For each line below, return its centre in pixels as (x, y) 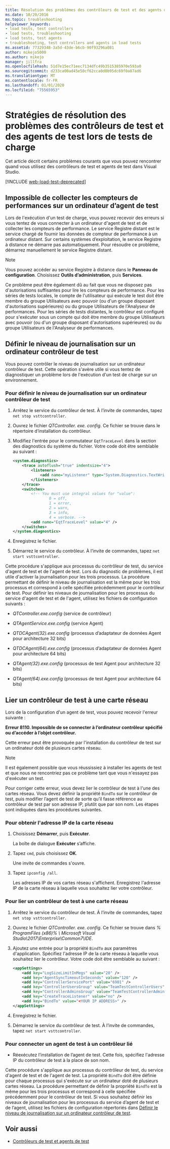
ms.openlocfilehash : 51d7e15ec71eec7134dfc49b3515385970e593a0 (73, 66)
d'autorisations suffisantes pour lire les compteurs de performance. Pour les (85, 290)
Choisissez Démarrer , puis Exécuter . (51, 834)
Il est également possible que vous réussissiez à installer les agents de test (83, 768)
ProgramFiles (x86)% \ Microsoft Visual (54, 933)
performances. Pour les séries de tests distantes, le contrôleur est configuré (85, 312)
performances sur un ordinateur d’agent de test (82, 206)
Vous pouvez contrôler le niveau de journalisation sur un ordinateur (75, 364)
